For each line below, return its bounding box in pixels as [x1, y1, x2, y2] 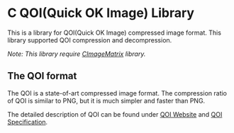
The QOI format [7, 70, 77, 82]
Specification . [7, 117, 48, 126]
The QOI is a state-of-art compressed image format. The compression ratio [7, 88, 227, 97]
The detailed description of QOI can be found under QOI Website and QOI [7, 110, 223, 118]
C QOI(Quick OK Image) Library [7, 5, 195, 21]
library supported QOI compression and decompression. [7, 35, 172, 44]
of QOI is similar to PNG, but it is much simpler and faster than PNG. [7, 96, 206, 105]
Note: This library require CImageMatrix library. [7, 50, 146, 58]
